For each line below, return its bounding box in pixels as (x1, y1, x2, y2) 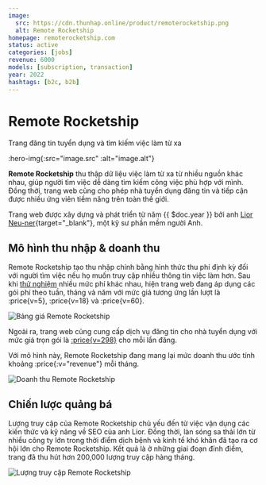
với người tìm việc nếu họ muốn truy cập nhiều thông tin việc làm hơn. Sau (8, 271, 251, 280)
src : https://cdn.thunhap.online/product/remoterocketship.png (15, 19, 229, 27)
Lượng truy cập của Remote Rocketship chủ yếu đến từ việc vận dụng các (8, 418, 250, 429)
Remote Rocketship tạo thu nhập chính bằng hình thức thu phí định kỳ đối (8, 263, 249, 272)
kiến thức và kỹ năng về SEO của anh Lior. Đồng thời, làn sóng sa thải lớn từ (8, 427, 256, 437)
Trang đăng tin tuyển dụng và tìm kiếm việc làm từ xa (8, 138, 182, 148)
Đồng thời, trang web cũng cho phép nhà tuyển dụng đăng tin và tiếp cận (8, 186, 249, 195)
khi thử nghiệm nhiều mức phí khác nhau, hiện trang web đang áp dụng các (8, 279, 256, 289)
